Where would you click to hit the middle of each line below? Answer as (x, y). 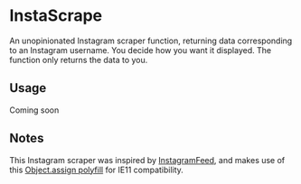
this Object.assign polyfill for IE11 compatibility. (96, 170)
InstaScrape (56, 16)
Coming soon (34, 110)
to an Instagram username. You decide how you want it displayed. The (141, 50)
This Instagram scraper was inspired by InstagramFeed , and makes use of (147, 160)
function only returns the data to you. (79, 60)
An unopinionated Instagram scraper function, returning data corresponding (151, 41)
